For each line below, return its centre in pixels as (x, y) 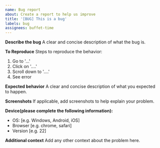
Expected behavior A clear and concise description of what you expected (80, 86)
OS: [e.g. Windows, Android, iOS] (46, 120)
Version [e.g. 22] (29, 131)
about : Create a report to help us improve (50, 14)
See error (22, 77)
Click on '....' (25, 67)
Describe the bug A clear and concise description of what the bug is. (75, 42)
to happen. (16, 92)
